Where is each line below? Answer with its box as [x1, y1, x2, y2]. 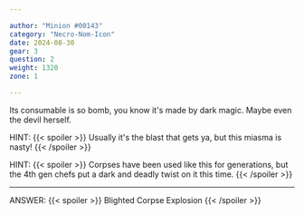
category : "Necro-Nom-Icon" [9, 29, 116, 39]
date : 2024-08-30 [9, 38, 75, 47]
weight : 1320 [9, 64, 59, 73]
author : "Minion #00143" [9, 21, 103, 30]
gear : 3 [9, 46, 39, 55]
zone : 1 [9, 72, 39, 82]
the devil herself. [9, 114, 72, 125]
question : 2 [9, 55, 54, 64]
